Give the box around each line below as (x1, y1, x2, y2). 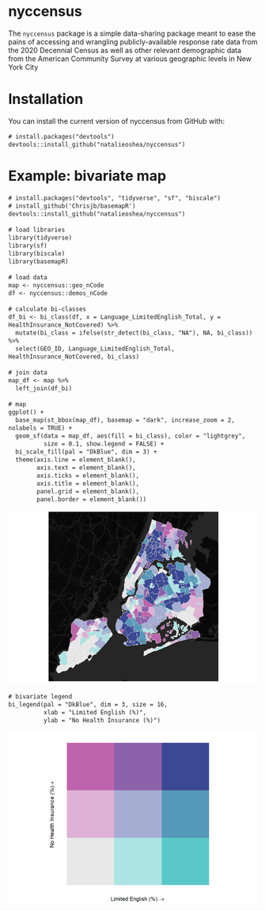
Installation (8, 90, 84, 109)
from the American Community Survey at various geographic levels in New (8, 54, 252, 63)
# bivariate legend (8, 692, 73, 700)
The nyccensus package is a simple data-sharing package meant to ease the (8, 29, 256, 38)
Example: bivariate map (8, 167, 167, 185)
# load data (8, 273, 47, 281)
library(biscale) (8, 249, 66, 258)
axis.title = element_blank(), (36, 479, 140, 488)
